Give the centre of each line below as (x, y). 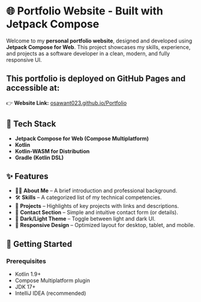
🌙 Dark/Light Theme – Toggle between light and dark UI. (85, 219)
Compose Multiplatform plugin (52, 280)
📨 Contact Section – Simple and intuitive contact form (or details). (97, 212)
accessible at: (33, 88)
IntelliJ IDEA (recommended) (50, 293)
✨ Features (27, 176)
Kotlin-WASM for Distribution (52, 151)
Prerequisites (26, 261)
